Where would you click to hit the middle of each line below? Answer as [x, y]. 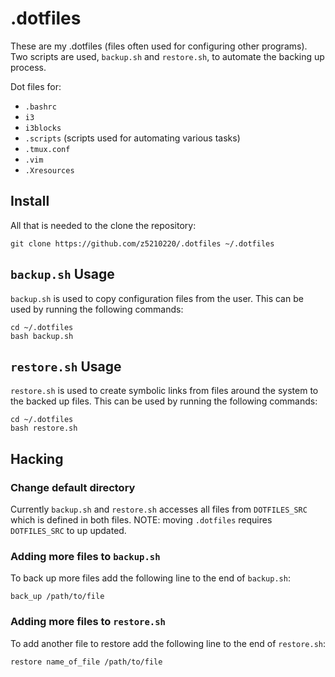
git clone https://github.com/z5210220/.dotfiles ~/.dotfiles [142, 243]
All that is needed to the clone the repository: [103, 225]
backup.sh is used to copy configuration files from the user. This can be [157, 298]
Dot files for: [36, 86]
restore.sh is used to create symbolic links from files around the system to [164, 391]
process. [28, 67]
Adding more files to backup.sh [85, 556]
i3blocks [43, 128]
